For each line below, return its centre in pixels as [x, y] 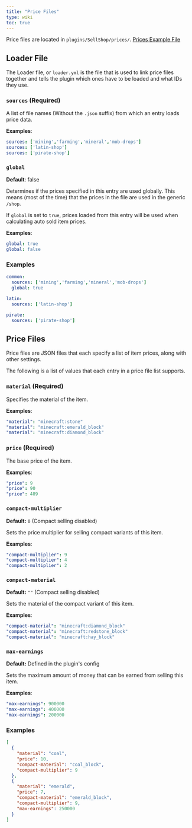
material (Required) [35, 386]
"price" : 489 [22, 494]
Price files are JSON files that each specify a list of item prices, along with [96, 353]
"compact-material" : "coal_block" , [61, 765]
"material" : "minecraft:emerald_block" [55, 427]
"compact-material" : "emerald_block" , [64, 798]
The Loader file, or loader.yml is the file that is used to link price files [90, 72]
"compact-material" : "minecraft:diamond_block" [66, 626]
